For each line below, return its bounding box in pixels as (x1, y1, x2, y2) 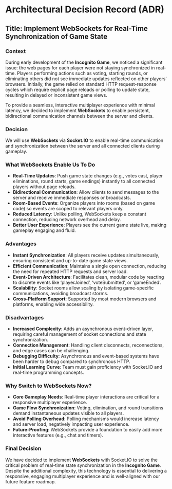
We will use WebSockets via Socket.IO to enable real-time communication (5, 137, 164, 143)
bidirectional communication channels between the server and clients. (5, 113, 154, 119)
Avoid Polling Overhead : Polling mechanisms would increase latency (12, 415, 159, 422)
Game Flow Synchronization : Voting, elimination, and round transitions (12, 405, 163, 411)
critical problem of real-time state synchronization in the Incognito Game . (5, 462, 161, 468)
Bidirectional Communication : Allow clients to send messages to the (12, 189, 159, 195)
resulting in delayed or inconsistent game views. (5, 92, 108, 98)
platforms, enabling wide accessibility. (12, 301, 94, 307)
